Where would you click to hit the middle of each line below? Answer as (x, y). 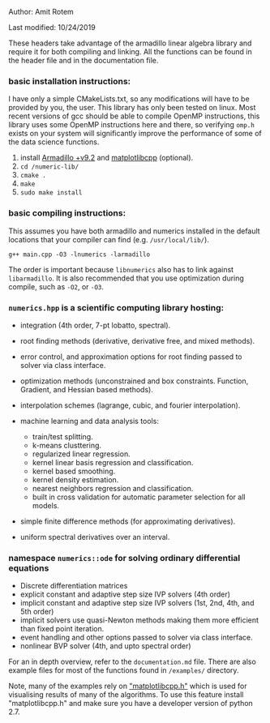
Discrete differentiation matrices (74, 586)
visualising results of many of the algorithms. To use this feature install (126, 695)
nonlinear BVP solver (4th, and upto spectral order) (106, 646)
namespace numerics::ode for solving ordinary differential (124, 558)
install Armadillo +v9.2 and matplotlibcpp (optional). (107, 158)
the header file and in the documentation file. (84, 60)
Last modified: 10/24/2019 (52, 27)
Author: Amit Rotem (41, 12)
